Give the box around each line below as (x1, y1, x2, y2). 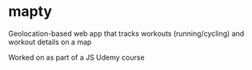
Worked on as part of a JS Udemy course (8, 52, 146, 62)
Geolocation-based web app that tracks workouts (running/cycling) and (8, 29, 245, 38)
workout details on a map (8, 37, 92, 46)
